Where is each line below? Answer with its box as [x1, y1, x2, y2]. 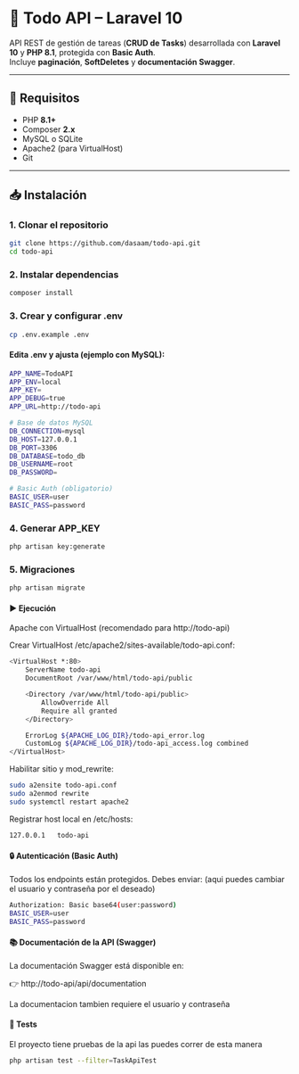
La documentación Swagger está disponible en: [9, 960, 184, 971]
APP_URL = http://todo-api [9, 402, 101, 411]
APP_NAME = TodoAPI [9, 369, 74, 378]
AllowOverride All [41, 698, 109, 707]
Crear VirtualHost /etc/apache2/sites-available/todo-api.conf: [9, 640, 236, 650]
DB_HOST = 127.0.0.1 [9, 434, 77, 444]
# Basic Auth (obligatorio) [9, 484, 114, 493]
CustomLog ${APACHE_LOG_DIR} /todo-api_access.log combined [25, 739, 249, 748]
